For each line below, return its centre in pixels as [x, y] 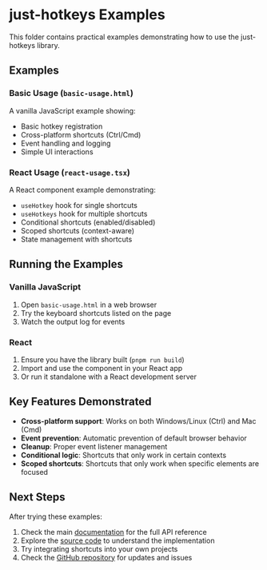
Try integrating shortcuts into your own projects [99, 548]
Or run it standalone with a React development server [108, 377]
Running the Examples [66, 264]
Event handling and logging [66, 143]
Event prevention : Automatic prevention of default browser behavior [133, 438]
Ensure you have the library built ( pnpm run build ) [102, 359]
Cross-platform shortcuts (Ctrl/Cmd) [81, 134]
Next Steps [37, 497]
